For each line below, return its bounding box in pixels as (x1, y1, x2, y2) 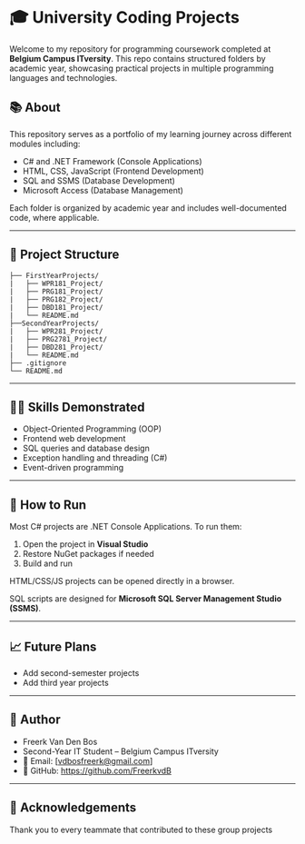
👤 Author (9, 712, 61, 728)
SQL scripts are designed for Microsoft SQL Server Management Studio (9, 593, 282, 604)
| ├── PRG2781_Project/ (9, 334, 107, 343)
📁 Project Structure (9, 247, 120, 263)
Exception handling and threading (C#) (22, 452, 168, 463)
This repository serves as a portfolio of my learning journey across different (9, 128, 292, 139)
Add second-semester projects (22, 668, 140, 678)
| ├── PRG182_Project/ (9, 294, 103, 304)
